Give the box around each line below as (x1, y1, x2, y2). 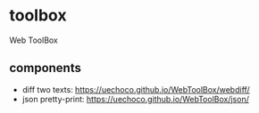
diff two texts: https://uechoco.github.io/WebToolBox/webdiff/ (21, 84, 250, 94)
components (9, 61, 82, 76)
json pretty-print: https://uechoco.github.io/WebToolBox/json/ (21, 93, 250, 104)
